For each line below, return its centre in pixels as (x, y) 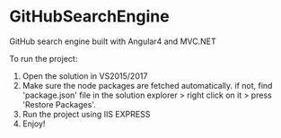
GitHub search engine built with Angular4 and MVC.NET (113, 41)
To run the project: (44, 58)
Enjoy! (34, 124)
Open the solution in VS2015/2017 (85, 76)
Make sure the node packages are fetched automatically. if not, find (147, 85)
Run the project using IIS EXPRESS (86, 114)
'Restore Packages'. (59, 104)
